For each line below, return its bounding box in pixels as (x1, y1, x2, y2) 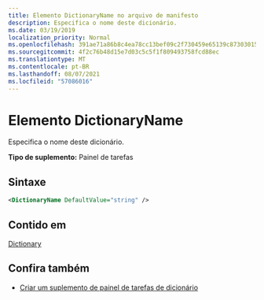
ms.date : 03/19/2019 (8, 26, 76, 34)
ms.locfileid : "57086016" (8, 77, 93, 85)
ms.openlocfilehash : (8, 41, 76, 49)
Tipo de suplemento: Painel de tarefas (8, 153, 134, 162)
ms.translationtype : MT (8, 56, 86, 64)
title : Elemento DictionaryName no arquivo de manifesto (8, 11, 199, 20)
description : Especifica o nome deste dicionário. (8, 19, 178, 27)
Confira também (8, 261, 90, 276)
